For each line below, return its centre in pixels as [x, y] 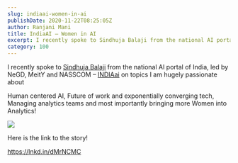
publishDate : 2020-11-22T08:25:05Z [60, 21]
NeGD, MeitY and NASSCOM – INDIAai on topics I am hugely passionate [112, 74]
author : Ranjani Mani [39, 27]
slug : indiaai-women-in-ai [47, 14]
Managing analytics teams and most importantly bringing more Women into [117, 103]
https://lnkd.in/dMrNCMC [44, 152]
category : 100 [28, 47]
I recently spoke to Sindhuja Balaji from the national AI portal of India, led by [118, 67]
